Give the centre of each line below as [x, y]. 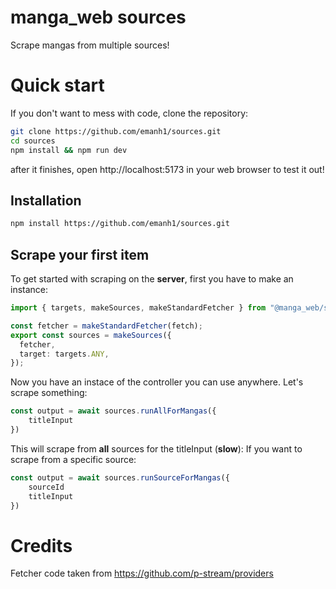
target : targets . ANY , [64, 354]
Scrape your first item [80, 254]
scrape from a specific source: [73, 459]
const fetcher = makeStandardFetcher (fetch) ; [106, 326]
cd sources [33, 141]
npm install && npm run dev [69, 150]
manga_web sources [98, 17]
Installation [46, 200]
